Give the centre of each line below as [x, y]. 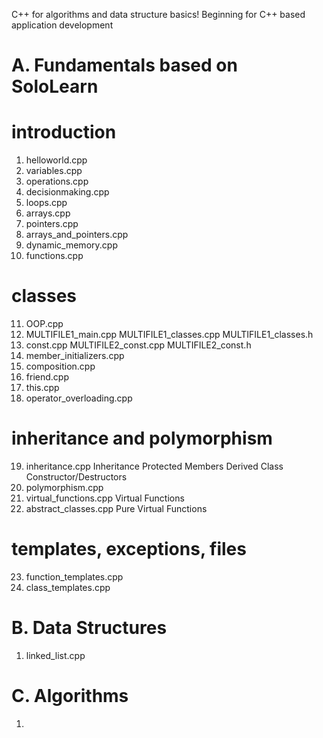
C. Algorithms [70, 696]
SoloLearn [55, 86]
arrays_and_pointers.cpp [77, 235]
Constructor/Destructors [76, 477]
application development [62, 25]
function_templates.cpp [74, 576]
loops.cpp [46, 203]
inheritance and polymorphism [142, 438]
